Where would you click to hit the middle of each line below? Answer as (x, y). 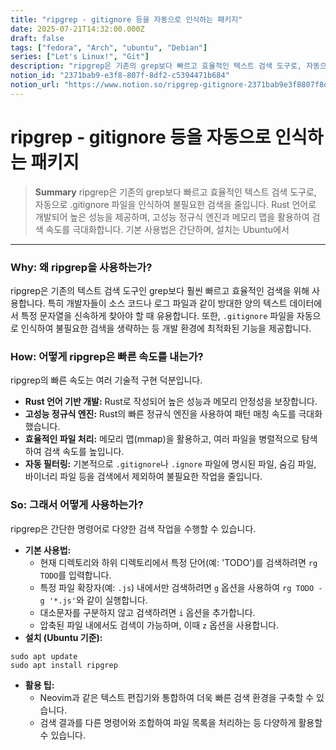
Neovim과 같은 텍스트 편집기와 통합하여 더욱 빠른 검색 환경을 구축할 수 (177, 697)
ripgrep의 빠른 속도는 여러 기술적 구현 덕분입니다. (106, 380)
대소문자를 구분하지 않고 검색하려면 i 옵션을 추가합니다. (147, 612)
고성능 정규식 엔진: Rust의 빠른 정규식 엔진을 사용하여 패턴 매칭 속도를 (160, 414)
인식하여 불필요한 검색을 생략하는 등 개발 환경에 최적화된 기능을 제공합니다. (166, 328)
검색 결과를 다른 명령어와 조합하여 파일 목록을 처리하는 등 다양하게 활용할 (181, 722)
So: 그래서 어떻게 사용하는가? (77, 505)
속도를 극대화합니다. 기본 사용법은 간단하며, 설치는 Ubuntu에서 (167, 229)
